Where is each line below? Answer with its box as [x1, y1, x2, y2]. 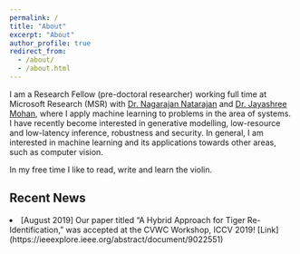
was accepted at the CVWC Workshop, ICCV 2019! [65, 224, 256, 235]
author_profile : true [9, 38, 92, 48]
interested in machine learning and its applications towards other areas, [9, 137, 276, 148]
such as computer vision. [9, 146, 104, 157]
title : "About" [9, 22, 67, 31]
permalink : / [9, 13, 59, 23]
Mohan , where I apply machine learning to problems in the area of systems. [9, 108, 292, 119]
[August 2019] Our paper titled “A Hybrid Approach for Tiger [21, 214, 246, 225]
